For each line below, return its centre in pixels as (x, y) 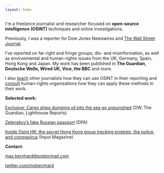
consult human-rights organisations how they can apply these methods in (79, 83)
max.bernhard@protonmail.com (37, 156)
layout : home (18, 10)
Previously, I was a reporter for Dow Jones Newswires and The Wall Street (80, 38)
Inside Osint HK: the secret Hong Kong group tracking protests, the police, (80, 132)
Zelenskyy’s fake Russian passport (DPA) (47, 122)
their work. (16, 88)
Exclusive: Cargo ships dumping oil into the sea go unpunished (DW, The (78, 107)
